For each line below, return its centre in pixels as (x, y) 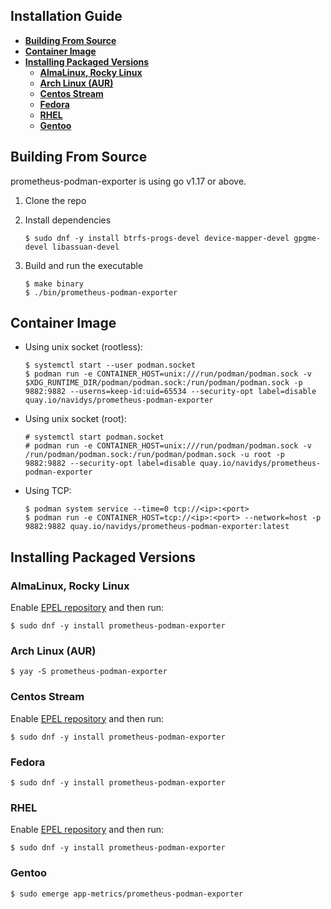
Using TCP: (48, 491)
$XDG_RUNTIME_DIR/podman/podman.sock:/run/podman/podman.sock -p (163, 383)
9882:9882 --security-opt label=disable (110, 464)
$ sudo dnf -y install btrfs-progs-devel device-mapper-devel (157, 238)
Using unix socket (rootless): (84, 347)
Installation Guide (66, 16)
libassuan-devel (85, 247)
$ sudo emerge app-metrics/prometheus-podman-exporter (127, 894)
